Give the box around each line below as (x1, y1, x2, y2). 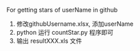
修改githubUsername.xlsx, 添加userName (16, 20, 134, 28)
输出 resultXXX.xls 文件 (16, 37, 82, 45)
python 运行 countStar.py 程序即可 (16, 29, 114, 36)
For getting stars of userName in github (6, 6, 118, 14)
